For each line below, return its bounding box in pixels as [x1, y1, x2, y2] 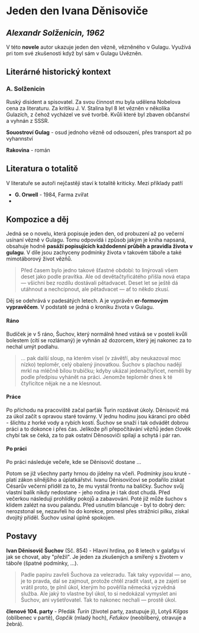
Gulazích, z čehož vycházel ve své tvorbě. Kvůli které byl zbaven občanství [6, 111, 190, 118]
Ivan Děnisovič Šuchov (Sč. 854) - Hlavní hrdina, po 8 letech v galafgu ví [6, 547, 185, 554]
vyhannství [6, 135, 33, 142]
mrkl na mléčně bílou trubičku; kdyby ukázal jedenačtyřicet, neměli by [20, 367, 192, 374]
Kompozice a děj [6, 214, 69, 224]
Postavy [6, 531, 37, 541]
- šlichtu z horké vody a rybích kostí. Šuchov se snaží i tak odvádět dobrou [6, 419, 189, 426]
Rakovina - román [6, 147, 50, 154]
